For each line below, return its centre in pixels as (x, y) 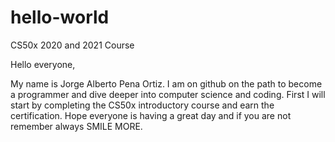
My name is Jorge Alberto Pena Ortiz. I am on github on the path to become (166, 83)
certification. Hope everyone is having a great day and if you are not (151, 115)
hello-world (60, 17)
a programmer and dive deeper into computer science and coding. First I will (168, 94)
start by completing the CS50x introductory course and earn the (142, 105)
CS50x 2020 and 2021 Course (72, 45)
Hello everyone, (43, 64)
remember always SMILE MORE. (76, 126)
